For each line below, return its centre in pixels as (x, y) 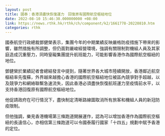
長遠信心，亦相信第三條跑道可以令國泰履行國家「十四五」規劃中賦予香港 (87, 122)
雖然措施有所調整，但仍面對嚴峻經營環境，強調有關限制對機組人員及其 (84, 48)
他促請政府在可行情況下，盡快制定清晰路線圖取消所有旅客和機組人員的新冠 (80, 100)
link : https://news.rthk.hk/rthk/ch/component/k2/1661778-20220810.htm (80, 23)
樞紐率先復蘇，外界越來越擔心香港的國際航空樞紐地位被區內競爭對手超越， (80, 77)
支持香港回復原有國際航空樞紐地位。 (42, 90)
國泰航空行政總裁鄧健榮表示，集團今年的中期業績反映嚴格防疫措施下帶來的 (80, 43)
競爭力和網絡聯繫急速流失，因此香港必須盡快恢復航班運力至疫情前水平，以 (84, 83)
